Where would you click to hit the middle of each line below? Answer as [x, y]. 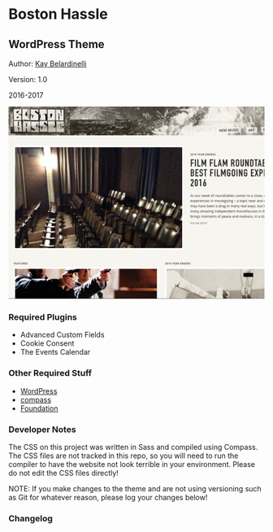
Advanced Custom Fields [62, 335]
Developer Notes [42, 430]
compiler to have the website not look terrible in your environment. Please [132, 464]
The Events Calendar [55, 352]
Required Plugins [43, 316]
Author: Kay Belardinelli [48, 63]
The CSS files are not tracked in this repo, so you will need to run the [123, 456]
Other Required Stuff [50, 373]
